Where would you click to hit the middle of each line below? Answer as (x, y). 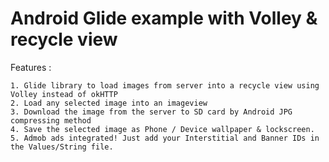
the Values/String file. (62, 147)
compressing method (51, 120)
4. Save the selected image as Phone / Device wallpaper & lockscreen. (162, 129)
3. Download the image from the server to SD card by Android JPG (151, 112)
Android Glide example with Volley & (164, 18)
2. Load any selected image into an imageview (109, 103)
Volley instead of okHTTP (64, 94)
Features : (31, 67)
